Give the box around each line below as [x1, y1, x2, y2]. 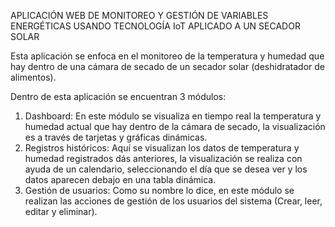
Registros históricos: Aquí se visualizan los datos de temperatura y [24, 142, 300, 154]
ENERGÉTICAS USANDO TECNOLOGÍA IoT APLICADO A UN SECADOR [10, 20, 301, 32]
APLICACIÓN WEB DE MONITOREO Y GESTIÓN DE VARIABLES [10, 10, 269, 21]
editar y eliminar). [24, 206, 98, 217]
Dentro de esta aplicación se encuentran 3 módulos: [10, 91, 227, 102]
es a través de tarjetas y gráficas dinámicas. [24, 131, 208, 143]
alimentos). [10, 71, 57, 83]
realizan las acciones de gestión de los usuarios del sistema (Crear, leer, [24, 195, 323, 207]
